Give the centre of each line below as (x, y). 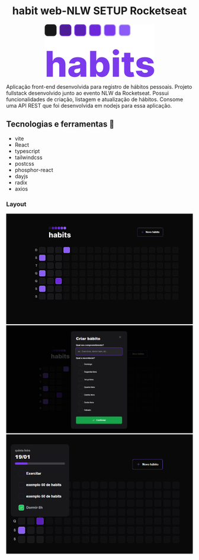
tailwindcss (28, 157)
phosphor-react (34, 170)
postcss (24, 163)
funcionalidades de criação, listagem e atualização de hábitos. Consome (95, 99)
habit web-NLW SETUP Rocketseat (99, 11)
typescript (27, 151)
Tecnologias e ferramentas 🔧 (60, 124)
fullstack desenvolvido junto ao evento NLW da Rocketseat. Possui (87, 93)
